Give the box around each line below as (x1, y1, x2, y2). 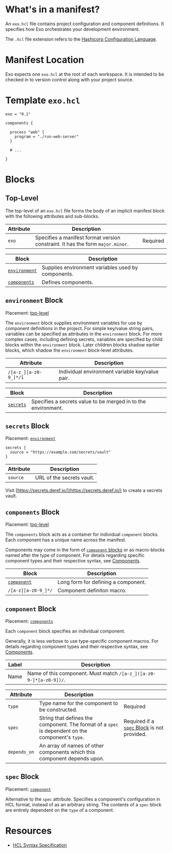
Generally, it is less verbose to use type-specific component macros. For (5, 638, 159, 644)
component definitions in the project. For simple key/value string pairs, (5, 325, 154, 331)
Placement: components (5, 618, 54, 624)
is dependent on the (39, 728, 88, 735)
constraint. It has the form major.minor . (35, 240, 129, 247)
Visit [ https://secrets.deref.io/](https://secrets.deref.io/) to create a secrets (5, 487, 163, 494)
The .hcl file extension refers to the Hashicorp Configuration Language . (5, 36, 157, 42)
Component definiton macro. (57, 587, 127, 594)
